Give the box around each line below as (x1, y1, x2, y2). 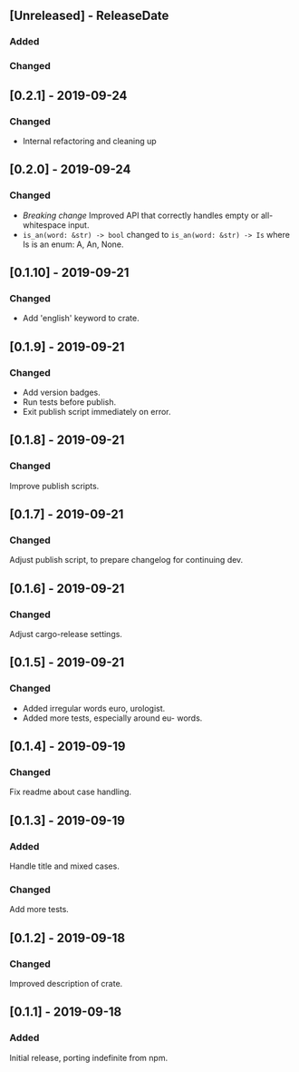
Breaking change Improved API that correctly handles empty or (22, 210, 259, 221)
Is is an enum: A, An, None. (22, 239, 124, 250)
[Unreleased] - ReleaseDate (9, 8, 169, 24)
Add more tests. (9, 904, 70, 915)
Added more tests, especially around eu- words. (22, 713, 203, 723)
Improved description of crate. (9, 979, 123, 989)
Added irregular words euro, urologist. (22, 703, 166, 713)
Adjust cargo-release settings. (9, 629, 122, 640)
